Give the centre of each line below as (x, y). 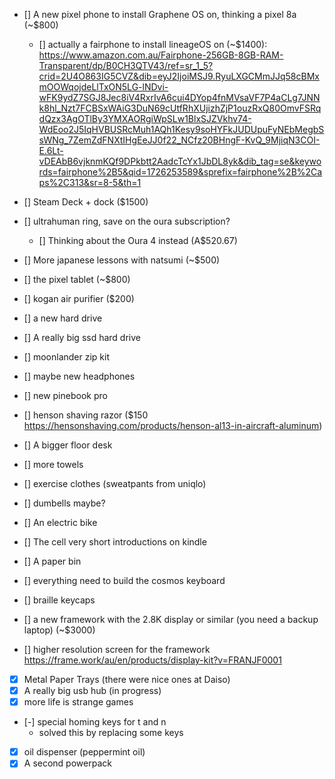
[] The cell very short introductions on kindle (115, 542)
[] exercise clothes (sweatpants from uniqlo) (115, 483)
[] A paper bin (52, 561)
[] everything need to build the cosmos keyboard (124, 580)
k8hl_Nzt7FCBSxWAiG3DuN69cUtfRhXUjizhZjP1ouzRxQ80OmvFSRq (180, 108)
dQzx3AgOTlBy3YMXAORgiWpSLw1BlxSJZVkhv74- (145, 118)
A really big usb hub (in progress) (92, 691)
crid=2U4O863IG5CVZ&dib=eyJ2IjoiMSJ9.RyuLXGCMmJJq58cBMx (179, 76)
